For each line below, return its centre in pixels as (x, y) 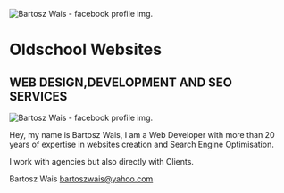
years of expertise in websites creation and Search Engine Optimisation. (142, 144)
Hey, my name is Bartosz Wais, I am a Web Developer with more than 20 (142, 135)
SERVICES (38, 96)
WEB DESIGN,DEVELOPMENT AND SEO (121, 82)
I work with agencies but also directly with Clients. (102, 161)
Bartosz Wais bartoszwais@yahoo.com (81, 179)
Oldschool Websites (86, 50)
